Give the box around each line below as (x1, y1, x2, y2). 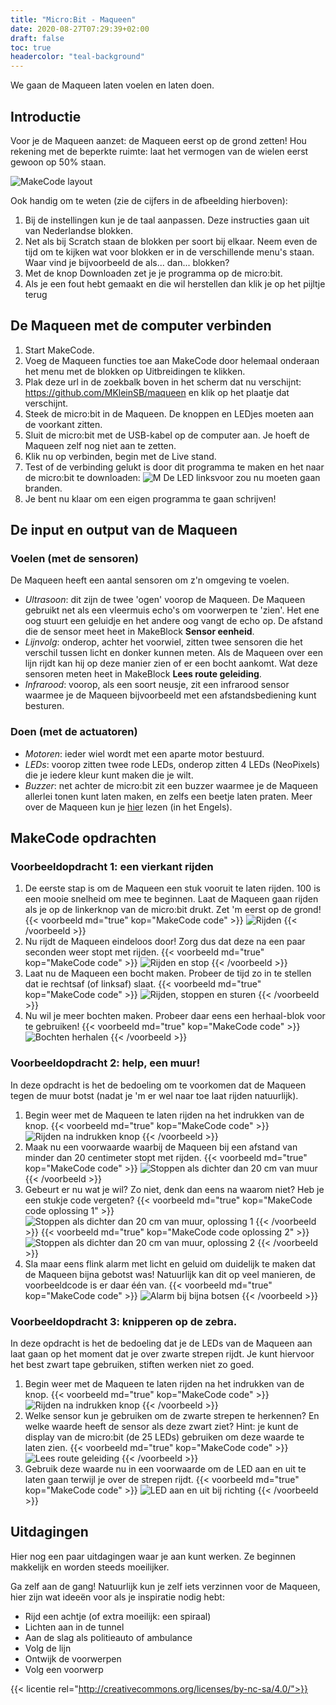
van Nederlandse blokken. (24, 224, 134, 236)
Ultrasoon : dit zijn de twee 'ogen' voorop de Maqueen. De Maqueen (24, 594, 306, 606)
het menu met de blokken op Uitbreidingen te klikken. (24, 365, 246, 377)
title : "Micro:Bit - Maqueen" (10, 14, 137, 25)
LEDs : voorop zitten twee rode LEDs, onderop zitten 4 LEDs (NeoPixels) (24, 758, 321, 770)
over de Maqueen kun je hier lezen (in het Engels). (24, 801, 233, 813)
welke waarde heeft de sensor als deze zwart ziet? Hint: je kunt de (24, 1421, 299, 1433)
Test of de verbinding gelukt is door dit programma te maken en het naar (24, 461, 325, 473)
